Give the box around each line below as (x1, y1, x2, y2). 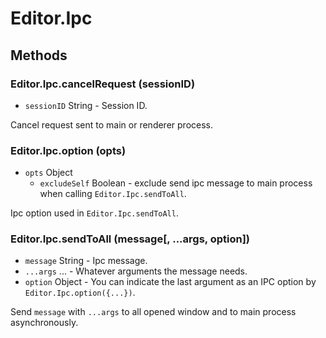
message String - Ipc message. (24, 255, 148, 267)
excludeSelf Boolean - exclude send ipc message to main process (39, 177, 313, 189)
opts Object (24, 167, 73, 179)
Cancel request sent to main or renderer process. (10, 118, 214, 131)
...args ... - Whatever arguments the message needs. (24, 265, 248, 277)
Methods (10, 47, 68, 64)
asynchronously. (10, 317, 79, 329)
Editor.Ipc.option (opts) (10, 143, 127, 157)
